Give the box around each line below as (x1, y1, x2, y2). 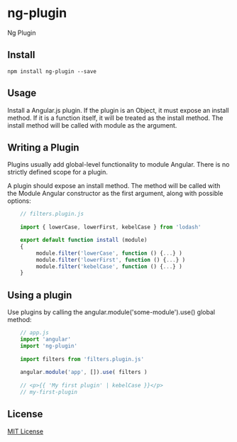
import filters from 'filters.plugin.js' (20, 355, 144, 363)
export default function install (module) (20, 236, 148, 243)
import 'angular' (20, 336, 72, 343)
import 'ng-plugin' (20, 342, 78, 349)
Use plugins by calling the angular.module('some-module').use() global (7, 308, 215, 316)
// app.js (20, 329, 50, 336)
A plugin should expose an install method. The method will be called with (7, 182, 221, 190)
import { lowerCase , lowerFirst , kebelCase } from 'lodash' (20, 223, 202, 231)
